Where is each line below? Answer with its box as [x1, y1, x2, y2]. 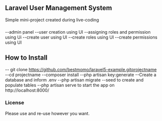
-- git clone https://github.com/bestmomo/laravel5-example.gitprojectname [5, 66, 157, 72]
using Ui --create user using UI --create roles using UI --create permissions [5, 34, 158, 40]
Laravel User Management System [5, 4, 112, 12]
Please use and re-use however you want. [5, 110, 90, 116]
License [5, 100, 24, 106]
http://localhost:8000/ [5, 87, 50, 93]
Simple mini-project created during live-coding [5, 17, 99, 22]
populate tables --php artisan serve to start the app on [5, 82, 115, 88]
